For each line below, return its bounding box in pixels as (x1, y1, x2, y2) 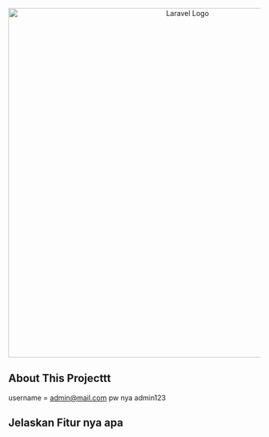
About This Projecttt (8, 371, 111, 385)
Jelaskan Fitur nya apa (8, 416, 124, 430)
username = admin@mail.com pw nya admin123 (8, 392, 167, 403)
